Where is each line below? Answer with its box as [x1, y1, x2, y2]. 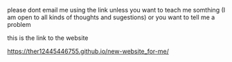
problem [7, 21, 31, 28]
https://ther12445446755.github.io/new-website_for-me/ [7, 48, 170, 55]
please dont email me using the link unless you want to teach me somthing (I [7, 6, 226, 14]
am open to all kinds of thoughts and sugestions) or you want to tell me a [7, 13, 215, 21]
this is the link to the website [7, 34, 89, 42]
